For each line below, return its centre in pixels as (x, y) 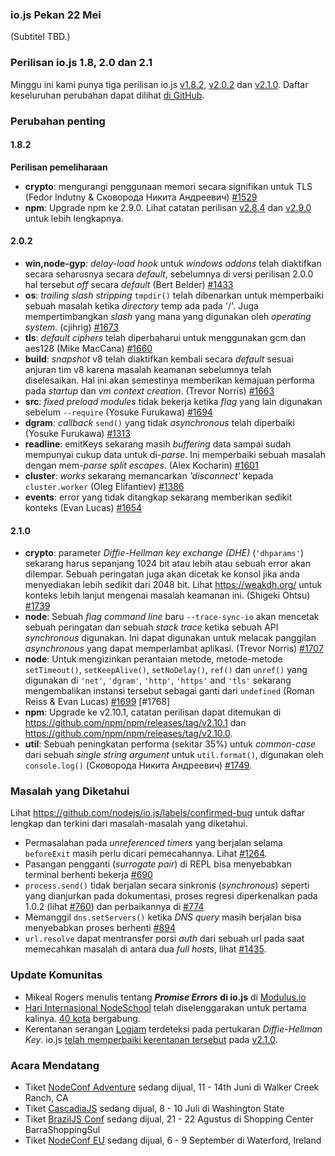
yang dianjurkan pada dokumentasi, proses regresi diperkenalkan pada (171, 896)
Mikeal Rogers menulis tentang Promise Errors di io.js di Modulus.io (165, 997)
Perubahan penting (58, 121)
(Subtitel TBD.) (40, 37)
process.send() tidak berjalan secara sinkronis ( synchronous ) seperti (167, 885)
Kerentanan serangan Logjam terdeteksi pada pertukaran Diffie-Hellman (173, 1029)
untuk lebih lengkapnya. (74, 218)
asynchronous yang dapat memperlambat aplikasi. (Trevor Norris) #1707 (174, 649)
